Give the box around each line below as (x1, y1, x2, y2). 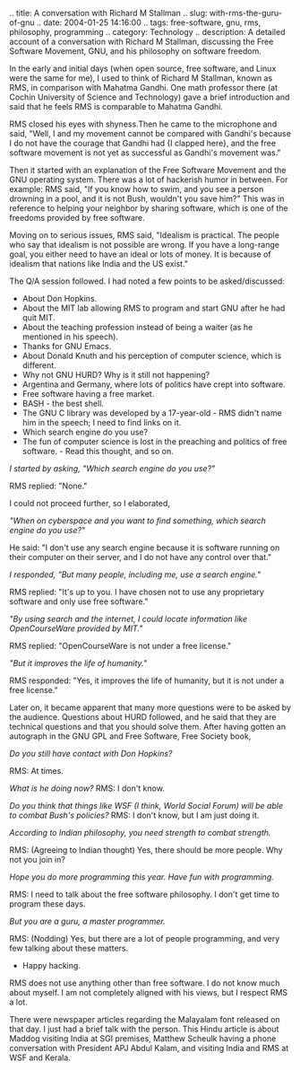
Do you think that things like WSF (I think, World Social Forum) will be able (9, 801, 284, 811)
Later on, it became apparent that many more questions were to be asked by (9, 702, 292, 713)
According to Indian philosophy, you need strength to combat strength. (9, 828, 271, 838)
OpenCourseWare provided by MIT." (9, 623, 143, 634)
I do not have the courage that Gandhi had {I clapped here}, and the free (9, 138, 276, 148)
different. (21, 360, 56, 371)
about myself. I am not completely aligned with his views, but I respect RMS (9, 987, 288, 997)
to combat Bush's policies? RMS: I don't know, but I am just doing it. (9, 810, 260, 820)
